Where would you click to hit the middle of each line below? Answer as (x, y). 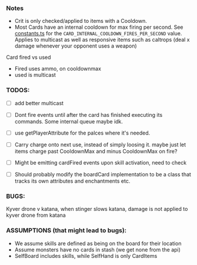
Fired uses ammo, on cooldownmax (58, 69)
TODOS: (18, 90)
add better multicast (39, 103)
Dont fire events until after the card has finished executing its (89, 115)
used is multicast (35, 75)
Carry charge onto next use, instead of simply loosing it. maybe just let (100, 145)
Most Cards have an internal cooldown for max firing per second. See (99, 27)
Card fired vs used (29, 58)
